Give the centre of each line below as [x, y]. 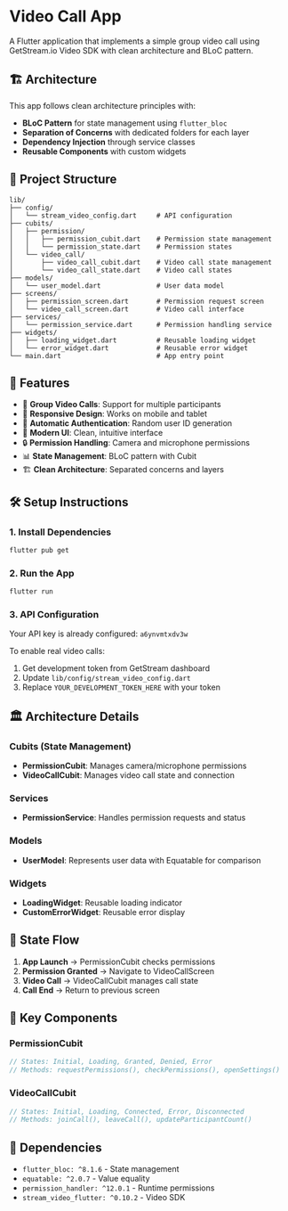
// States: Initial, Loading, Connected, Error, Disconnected [127, 1111]
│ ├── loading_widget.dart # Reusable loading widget [132, 340]
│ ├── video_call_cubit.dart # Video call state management [141, 262]
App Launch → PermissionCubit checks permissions [119, 961]
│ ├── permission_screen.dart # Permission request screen [137, 301]
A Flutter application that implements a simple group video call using [135, 41]
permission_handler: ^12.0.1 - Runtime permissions [118, 1188]
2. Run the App [42, 573]
